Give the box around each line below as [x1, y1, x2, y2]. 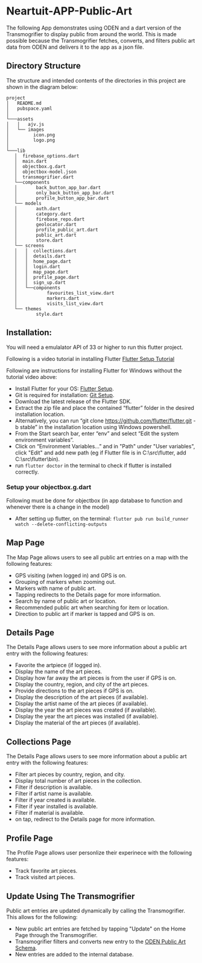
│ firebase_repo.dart [14, 216, 85, 222]
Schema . [14, 944, 37, 952]
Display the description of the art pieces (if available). [14, 694, 148, 701]
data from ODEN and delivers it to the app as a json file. [6, 43, 145, 51]
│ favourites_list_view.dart [14, 290, 115, 296]
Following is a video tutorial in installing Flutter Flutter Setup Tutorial [6, 355, 175, 362]
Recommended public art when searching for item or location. [14, 604, 169, 611]
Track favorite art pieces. [14, 867, 78, 874]
